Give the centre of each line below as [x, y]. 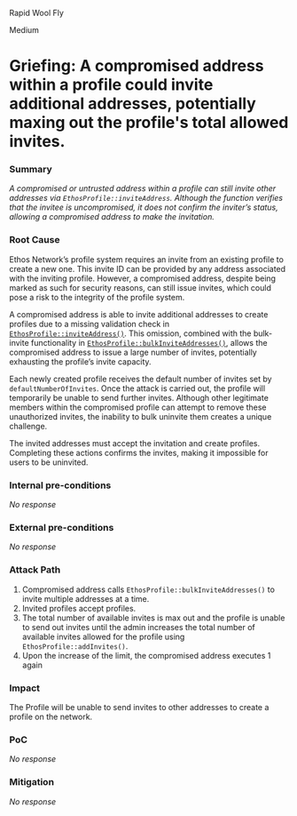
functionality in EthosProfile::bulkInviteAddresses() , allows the [149, 342]
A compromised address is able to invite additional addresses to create [139, 314]
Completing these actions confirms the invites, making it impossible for [139, 452]
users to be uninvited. [49, 462]
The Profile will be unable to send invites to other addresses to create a [139, 707]
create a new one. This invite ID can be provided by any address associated [148, 268]
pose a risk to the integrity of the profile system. [97, 297]
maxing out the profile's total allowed [149, 123]
